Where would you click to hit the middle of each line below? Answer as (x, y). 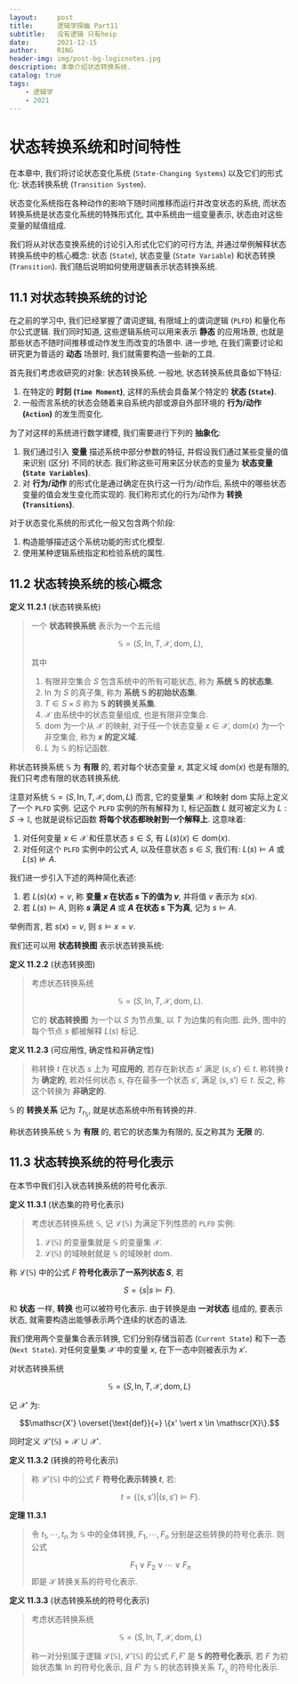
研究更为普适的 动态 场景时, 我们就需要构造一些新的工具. (112, 354)
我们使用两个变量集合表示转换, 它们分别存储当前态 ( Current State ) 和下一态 (148, 1338)
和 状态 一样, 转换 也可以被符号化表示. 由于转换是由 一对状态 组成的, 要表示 (146, 1308)
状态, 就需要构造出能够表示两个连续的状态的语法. (99, 1319)
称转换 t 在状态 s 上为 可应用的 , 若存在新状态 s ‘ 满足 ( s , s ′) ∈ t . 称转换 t (160, 1068)
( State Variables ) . (56, 473)
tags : (19, 84)
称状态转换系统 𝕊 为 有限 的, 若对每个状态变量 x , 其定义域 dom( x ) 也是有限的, (149, 767)
